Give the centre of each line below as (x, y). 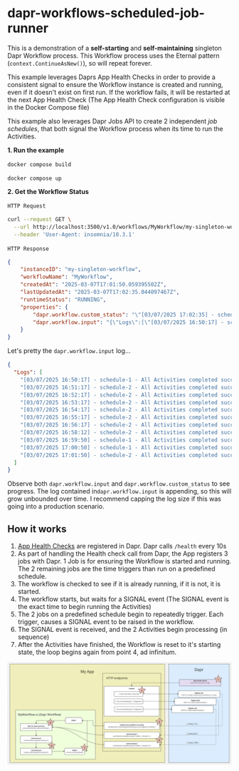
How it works (37, 529)
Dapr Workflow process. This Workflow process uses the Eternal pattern (113, 56)
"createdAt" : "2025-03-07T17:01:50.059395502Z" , (94, 285)
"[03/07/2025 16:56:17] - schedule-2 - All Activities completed (119, 425)
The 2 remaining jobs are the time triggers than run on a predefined (116, 569)
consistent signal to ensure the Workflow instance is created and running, (115, 84)
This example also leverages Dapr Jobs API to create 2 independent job (112, 121)
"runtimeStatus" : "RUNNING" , (63, 300)
